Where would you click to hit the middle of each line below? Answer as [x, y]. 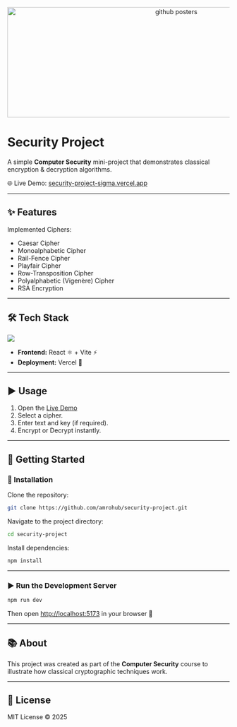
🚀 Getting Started [46, 459]
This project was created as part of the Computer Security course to [108, 663]
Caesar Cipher [38, 243]
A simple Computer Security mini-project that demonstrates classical [109, 162]
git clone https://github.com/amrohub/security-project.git [98, 508]
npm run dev [25, 600]
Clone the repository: [38, 495]
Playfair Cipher [39, 266]
